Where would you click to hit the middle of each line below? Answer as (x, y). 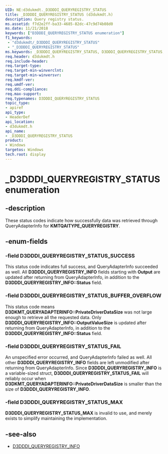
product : (14, 140)
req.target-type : (23, 66)
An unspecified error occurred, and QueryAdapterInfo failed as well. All (78, 357)
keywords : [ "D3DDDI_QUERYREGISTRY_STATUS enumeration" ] (65, 33)
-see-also (21, 434)
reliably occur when (26, 379)
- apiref (14, 108)
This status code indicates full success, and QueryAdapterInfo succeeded (81, 267)
